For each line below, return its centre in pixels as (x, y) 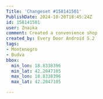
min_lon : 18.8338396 (36, 66)
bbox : (13, 60)
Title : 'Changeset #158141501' (44, 11)
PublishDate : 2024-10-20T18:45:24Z (49, 17)
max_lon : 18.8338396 (36, 76)
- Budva (15, 55)
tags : (13, 44)
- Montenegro (22, 49)
